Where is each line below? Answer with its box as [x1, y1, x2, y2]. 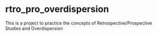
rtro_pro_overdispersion [5, 3, 110, 15]
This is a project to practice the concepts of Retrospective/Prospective [5, 20, 152, 26]
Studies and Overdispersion [5, 25, 63, 31]
